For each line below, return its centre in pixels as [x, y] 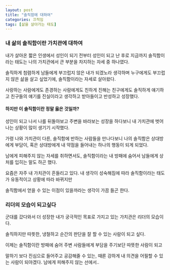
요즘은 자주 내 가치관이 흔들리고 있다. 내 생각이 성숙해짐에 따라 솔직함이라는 [80, 173]
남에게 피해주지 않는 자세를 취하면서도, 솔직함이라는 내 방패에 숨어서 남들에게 [82, 155]
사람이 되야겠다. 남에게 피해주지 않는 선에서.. [55, 262]
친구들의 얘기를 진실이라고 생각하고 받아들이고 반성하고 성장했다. [75, 96]
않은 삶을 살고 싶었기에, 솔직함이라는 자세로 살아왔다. [63, 79]
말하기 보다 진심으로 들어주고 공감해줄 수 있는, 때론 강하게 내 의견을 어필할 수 [82, 256]
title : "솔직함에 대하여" [29, 15]
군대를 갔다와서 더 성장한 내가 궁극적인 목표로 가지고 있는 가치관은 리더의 [78, 217]
